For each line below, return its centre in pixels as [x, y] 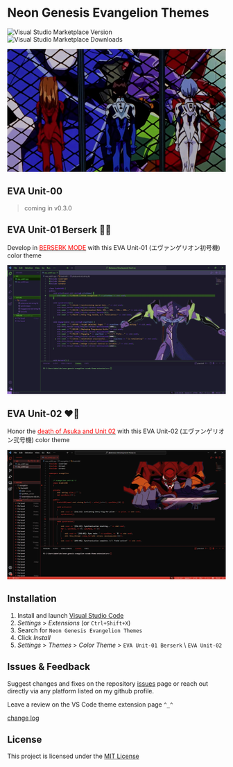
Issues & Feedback [49, 667]
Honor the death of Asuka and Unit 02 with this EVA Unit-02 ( [95, 431]
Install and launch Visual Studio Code [70, 615]
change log [23, 718]
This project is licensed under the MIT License [74, 756]
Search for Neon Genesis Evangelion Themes [80, 630]
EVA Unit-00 [35, 191]
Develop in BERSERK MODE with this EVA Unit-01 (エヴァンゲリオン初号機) [114, 247]
